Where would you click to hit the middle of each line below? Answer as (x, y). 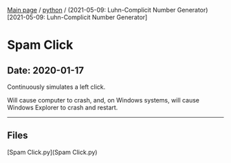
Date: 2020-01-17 (46, 70)
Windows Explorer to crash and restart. (63, 107)
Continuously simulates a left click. (56, 87)
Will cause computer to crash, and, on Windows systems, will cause (103, 100)
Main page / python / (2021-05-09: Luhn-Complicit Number (91, 10)
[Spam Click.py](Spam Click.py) (52, 152)
